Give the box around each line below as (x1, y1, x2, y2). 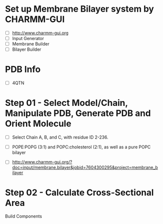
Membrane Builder (12, 41, 50, 47)
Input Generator (12, 36, 44, 41)
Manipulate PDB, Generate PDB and (5, 108, 151, 119)
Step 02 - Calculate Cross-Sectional (5, 187, 154, 198)
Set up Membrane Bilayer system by (5, 3, 154, 15)
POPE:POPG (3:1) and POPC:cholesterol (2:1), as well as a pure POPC (12, 144, 151, 150)
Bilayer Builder (12, 46, 41, 52)
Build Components (5, 213, 42, 219)
